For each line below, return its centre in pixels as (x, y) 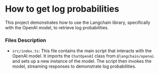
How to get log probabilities (62, 9)
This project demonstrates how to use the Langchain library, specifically (78, 22)
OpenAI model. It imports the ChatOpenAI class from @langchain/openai (83, 56)
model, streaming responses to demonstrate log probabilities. (74, 66)
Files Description (26, 40)
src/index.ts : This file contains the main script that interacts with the (82, 51)
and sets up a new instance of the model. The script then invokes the (82, 61)
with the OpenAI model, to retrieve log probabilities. (57, 27)
